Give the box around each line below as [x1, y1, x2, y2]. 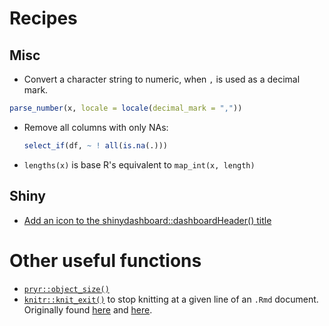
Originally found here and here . [23, 303, 153, 316]
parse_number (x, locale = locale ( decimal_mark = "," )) [9, 103, 243, 113]
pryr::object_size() [23, 284, 110, 294]
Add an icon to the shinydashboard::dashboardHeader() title [23, 214, 272, 226]
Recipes [9, 7, 78, 30]
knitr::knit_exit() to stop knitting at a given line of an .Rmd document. [23, 293, 319, 305]
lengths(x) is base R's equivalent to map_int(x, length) [23, 158, 256, 171]
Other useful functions [9, 249, 202, 272]
